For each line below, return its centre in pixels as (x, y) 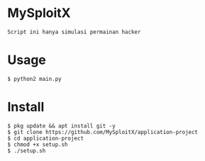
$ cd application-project (45, 138)
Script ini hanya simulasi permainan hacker (74, 32)
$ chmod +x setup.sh (38, 144)
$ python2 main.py (34, 79)
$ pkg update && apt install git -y (61, 126)
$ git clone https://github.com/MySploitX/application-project (103, 132)
